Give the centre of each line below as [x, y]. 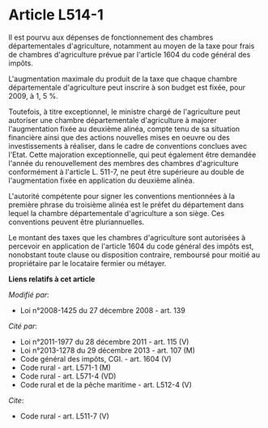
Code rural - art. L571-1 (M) [66, 367]
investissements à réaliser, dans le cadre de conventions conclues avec [128, 146]
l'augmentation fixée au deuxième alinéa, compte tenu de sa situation [124, 129]
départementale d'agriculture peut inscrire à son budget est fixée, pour [127, 87]
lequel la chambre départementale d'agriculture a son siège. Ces [117, 213]
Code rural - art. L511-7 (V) [64, 416]
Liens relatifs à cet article [52, 279]
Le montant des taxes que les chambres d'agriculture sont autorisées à [127, 237]
